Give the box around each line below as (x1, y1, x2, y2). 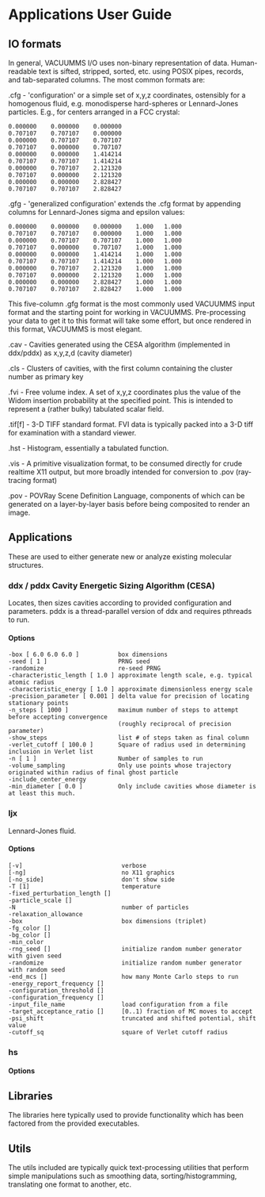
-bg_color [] (8, 930, 51, 939)
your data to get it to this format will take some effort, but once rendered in (8, 316, 252, 325)
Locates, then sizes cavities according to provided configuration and (8, 598, 232, 608)
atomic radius (8, 678, 55, 687)
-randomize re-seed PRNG (8, 665, 161, 673)
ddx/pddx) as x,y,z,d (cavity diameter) (8, 348, 133, 358)
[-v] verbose (8, 861, 147, 869)
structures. (8, 560, 44, 570)
